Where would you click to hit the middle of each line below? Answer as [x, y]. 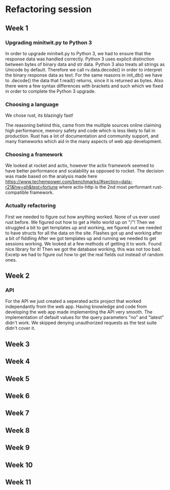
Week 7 [17, 413]
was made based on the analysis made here [51, 177]
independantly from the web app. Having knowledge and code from [76, 307]
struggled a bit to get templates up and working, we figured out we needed [83, 227]
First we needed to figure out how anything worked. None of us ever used [82, 217]
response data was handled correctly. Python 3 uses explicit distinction [80, 59]
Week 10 [19, 465]
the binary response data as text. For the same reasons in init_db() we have [84, 75]
